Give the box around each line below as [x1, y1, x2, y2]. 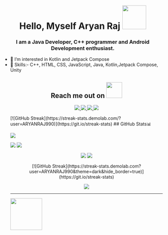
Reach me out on [50, 91, 105, 100]
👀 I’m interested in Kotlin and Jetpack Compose [10, 56, 110, 62]
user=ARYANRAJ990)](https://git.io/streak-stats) [10, 121, 113, 127]
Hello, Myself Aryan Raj [19, 20, 121, 32]
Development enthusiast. [50, 45, 115, 52]
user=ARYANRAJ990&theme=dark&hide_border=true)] [29, 169, 144, 175]
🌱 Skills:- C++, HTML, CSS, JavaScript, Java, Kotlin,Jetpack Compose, [10, 61, 158, 68]
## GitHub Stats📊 [113, 121, 151, 127]
